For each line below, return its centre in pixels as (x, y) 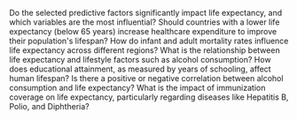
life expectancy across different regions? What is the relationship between (145, 50)
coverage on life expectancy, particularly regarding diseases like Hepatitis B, (149, 97)
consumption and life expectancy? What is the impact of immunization (137, 88)
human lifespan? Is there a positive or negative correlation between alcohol (146, 78)
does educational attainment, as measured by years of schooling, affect (141, 69)
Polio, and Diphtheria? (50, 106)
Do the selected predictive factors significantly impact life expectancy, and (146, 13)
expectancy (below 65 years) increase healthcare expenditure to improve (143, 31)
